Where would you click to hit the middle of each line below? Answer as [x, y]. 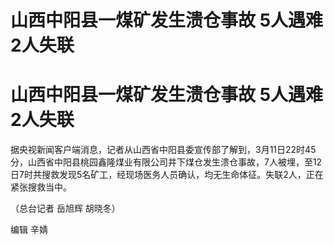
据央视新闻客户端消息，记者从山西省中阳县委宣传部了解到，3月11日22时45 [163, 150]
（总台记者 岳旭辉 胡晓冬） [65, 208]
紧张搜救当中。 [41, 187]
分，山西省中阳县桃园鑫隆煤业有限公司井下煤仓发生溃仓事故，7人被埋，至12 [166, 162]
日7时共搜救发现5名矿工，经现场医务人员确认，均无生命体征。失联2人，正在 [167, 175]
